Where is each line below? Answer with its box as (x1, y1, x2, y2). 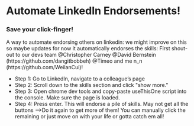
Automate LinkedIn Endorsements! (6, 4, 181, 18)
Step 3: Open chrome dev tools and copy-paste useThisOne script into (14, 88, 187, 95)
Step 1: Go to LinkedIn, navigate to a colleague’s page (14, 75, 145, 82)
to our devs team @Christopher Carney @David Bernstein (15, 51, 156, 59)
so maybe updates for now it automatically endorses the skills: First (6, 45, 170, 52)
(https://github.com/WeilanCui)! (6, 64, 83, 71)
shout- (171, 45, 188, 52)
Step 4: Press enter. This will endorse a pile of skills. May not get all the (14, 101, 189, 108)
